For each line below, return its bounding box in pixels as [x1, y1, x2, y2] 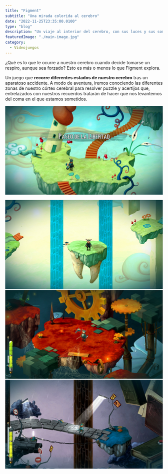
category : [5, 40, 26, 45]
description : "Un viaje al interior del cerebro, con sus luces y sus [5, 29, 155, 35]
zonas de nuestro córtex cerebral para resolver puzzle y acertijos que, [5, 85, 150, 91]
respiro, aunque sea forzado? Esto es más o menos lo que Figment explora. [5, 65, 161, 71]
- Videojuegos [9, 45, 39, 50]
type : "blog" [5, 24, 32, 29]
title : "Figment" [5, 8, 41, 13]
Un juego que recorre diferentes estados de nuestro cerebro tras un [5, 74, 148, 80]
